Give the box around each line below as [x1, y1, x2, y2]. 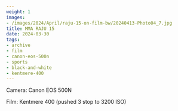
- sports [6, 59, 28, 65]
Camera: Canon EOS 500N [6, 86, 72, 94]
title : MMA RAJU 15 [6, 25, 55, 32]
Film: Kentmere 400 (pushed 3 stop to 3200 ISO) [6, 98, 127, 106]
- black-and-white [6, 64, 52, 71]
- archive [6, 43, 31, 49]
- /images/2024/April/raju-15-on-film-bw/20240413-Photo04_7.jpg [6, 20, 172, 26]
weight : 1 [6, 8, 31, 15]
